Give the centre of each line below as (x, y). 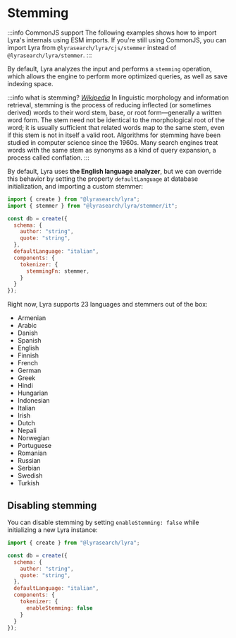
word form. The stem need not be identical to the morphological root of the (116, 120)
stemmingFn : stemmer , (58, 271)
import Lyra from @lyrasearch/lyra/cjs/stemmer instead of (92, 47)
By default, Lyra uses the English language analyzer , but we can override (114, 171)
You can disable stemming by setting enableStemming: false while (103, 522)
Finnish (28, 355)
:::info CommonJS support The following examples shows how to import (112, 33)
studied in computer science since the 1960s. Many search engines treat (113, 142)
